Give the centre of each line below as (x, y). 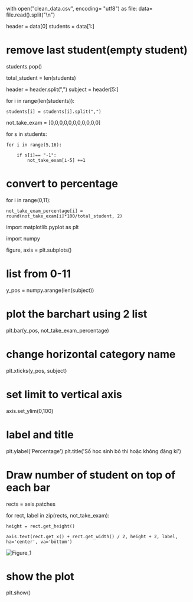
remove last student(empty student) (97, 50)
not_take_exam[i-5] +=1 (56, 160)
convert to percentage (62, 184)
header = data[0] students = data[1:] (50, 26)
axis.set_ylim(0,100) (30, 411)
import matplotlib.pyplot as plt (42, 227)
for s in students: (27, 134)
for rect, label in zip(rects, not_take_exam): (58, 515)
